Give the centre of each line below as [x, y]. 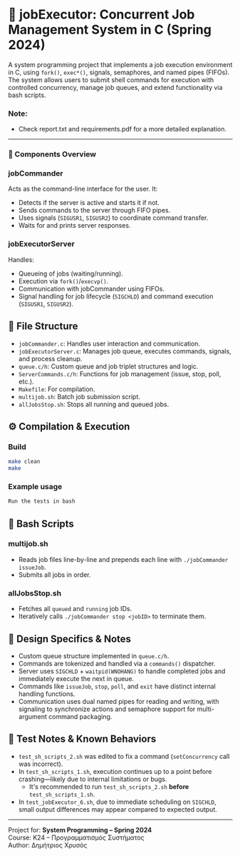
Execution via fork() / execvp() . [63, 281]
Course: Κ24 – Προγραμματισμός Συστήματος [76, 837]
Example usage [35, 486]
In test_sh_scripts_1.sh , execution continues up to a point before [115, 771]
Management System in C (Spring [110, 30]
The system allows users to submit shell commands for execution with [111, 80]
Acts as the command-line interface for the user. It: [83, 189]
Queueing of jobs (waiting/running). [71, 273]
